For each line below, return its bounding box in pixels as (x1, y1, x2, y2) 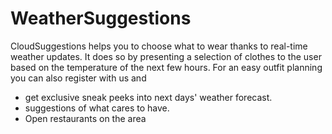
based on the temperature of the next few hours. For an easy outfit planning (10, 61, 323, 73)
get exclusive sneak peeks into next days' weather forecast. (24, 91, 273, 103)
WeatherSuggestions (10, 7, 192, 30)
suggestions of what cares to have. (24, 102, 170, 114)
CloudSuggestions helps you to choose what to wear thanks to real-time (10, 40, 308, 52)
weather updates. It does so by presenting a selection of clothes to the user (10, 50, 322, 62)
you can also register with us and (10, 72, 147, 84)
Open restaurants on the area (24, 112, 147, 124)
